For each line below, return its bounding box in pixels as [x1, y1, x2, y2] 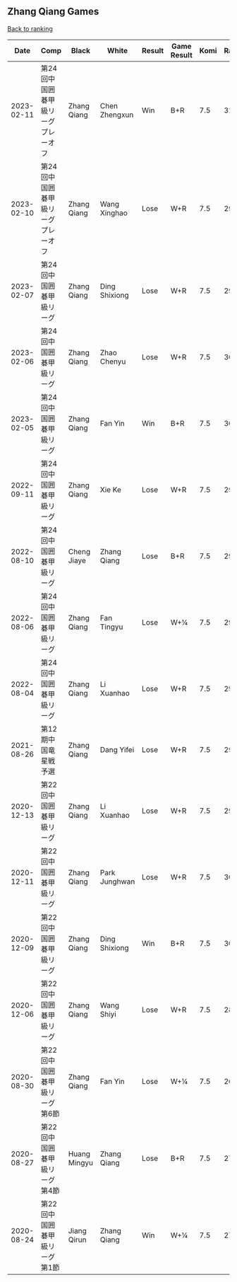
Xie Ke [99, 485, 122, 495]
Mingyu [68, 1157, 94, 1167]
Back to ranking [7, 24, 53, 33]
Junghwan [99, 877, 135, 887]
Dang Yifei [99, 744, 135, 754]
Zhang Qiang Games [7, 6, 99, 18]
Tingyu [99, 622, 123, 632]
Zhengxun [99, 110, 134, 120]
